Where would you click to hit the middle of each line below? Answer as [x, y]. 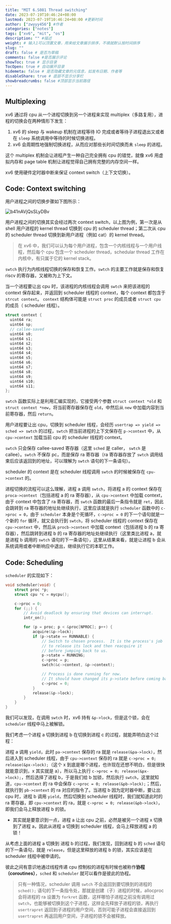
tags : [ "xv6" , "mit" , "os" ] [35, 34]
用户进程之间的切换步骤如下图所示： [43, 201]
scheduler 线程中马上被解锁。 [36, 724]
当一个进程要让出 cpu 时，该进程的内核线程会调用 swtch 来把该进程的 [78, 286]
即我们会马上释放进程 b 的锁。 [37, 809]
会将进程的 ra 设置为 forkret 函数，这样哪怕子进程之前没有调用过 [86, 897]
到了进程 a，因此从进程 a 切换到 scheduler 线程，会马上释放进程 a [82, 826]
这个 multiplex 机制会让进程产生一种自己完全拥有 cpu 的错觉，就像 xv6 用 [82, 155]
